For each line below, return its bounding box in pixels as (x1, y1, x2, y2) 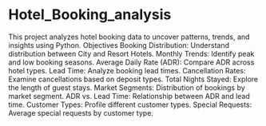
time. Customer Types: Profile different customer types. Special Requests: (8, 100, 252, 109)
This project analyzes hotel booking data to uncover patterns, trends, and (8, 32, 250, 41)
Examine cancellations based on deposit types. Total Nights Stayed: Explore (8, 74, 258, 84)
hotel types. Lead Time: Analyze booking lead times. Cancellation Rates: (8, 65, 246, 75)
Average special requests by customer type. (8, 108, 154, 117)
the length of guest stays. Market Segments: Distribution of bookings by (8, 82, 245, 93)
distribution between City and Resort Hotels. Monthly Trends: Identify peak (8, 49, 255, 58)
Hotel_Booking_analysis (8, 6, 172, 24)
